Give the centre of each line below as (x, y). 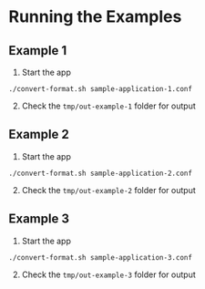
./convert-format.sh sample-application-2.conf (101, 173)
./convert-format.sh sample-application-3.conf (101, 257)
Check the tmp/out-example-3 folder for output (109, 274)
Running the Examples (95, 17)
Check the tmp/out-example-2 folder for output (109, 190)
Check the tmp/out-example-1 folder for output (109, 106)
